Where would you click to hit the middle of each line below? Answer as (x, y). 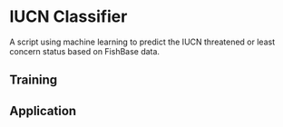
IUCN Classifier (68, 17)
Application (43, 111)
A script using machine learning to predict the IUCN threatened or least (142, 42)
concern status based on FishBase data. (85, 51)
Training (34, 80)
